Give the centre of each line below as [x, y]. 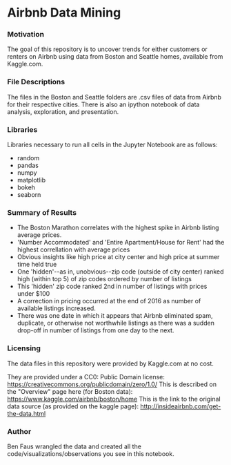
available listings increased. [57, 308]
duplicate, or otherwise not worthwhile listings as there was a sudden [116, 323]
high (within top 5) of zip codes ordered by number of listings [104, 279]
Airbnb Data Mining [64, 13]
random [28, 158]
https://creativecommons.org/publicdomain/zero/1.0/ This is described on [112, 384]
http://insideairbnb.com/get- [181, 406]
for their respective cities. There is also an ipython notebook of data [103, 104]
